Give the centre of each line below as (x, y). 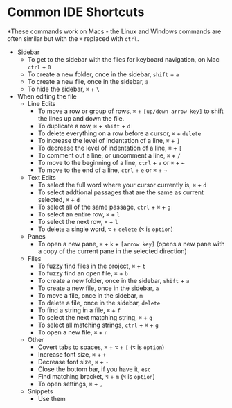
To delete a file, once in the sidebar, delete (99, 303)
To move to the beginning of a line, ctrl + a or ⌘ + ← (111, 162)
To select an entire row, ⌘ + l (79, 214)
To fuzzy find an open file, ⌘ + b (83, 273)
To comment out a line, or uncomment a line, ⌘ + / (109, 155)
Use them (52, 398)
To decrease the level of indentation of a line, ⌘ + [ (110, 148)
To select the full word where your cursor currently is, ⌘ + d (122, 185)
